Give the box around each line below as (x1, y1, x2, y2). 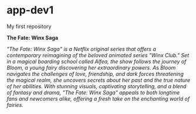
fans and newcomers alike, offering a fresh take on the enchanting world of (6, 95, 190, 102)
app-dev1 (6, 4, 54, 17)
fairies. (6, 101, 24, 108)
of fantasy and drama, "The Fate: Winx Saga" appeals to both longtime (6, 89, 180, 96)
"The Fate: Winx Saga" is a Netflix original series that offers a (6, 45, 156, 53)
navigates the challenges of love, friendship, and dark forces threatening (6, 70, 184, 77)
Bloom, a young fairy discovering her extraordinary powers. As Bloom (6, 64, 176, 71)
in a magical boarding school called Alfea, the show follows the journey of (6, 58, 187, 65)
